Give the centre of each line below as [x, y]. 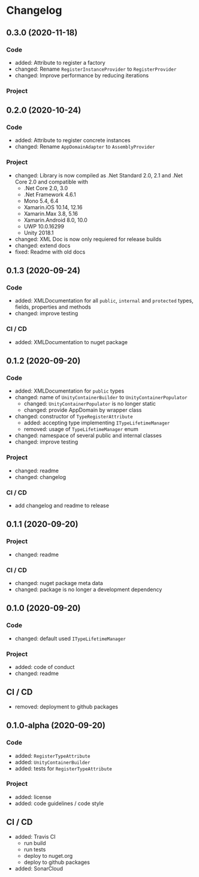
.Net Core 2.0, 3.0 [46, 188]
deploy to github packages [57, 862]
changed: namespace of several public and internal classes [88, 436]
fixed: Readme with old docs [50, 252]
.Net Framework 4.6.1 [50, 194]
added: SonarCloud [39, 868]
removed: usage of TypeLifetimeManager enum [81, 429]
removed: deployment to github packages [67, 706]
